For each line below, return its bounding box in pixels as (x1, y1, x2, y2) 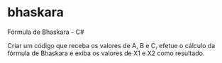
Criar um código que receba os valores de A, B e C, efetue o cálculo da (7, 41, 216, 50)
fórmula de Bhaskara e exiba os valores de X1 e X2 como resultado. (7, 49, 205, 57)
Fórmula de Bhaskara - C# (7, 28, 84, 36)
